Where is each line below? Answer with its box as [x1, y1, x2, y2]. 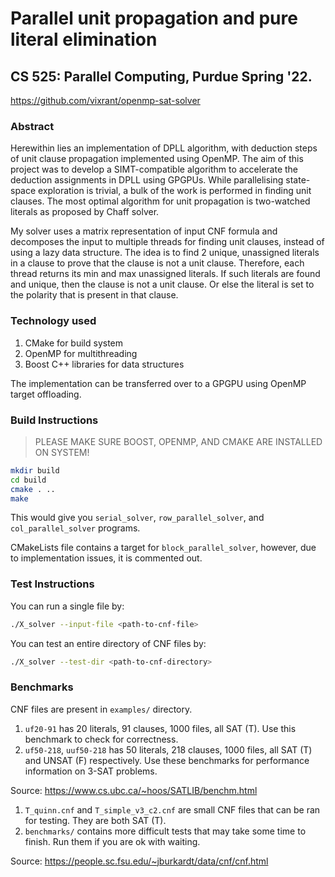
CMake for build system [24, 337, 124, 349]
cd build [10, 475, 47, 485]
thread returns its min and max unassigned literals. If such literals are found [10, 268, 321, 280]
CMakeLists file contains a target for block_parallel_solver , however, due [10, 542, 317, 554]
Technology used [10, 314, 97, 328]
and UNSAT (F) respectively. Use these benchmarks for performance [24, 754, 310, 766]
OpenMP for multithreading [24, 347, 138, 359]
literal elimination [10, 28, 158, 51]
